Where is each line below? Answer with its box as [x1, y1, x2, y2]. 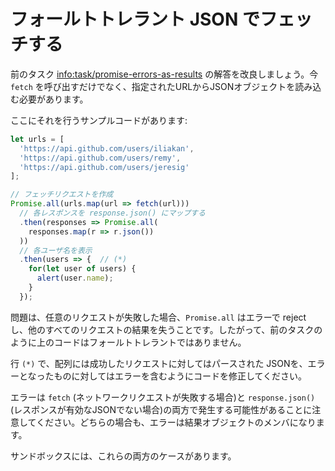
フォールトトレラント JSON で [10, 8, 260, 31]
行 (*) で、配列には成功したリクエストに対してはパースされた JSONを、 [10, 357, 308, 369]
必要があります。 [18, 93, 89, 105]
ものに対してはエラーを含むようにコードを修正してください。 [53, 370, 308, 382]
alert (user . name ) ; [36, 273, 114, 284]
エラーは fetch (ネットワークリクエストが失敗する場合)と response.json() [10, 391, 316, 403]
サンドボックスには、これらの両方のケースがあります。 [10, 450, 237, 462]
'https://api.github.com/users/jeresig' [19, 162, 190, 172]
